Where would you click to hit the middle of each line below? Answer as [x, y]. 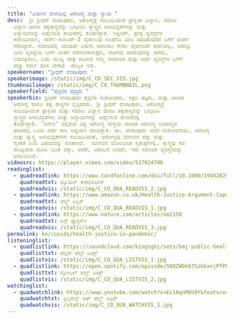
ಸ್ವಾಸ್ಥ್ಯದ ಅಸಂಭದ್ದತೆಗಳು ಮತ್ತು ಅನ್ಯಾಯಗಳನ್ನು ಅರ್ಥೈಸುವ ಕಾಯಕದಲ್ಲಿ [77, 117]
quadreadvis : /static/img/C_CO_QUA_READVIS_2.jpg [93, 189]
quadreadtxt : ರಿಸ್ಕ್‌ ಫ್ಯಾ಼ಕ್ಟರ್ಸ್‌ [53, 221]
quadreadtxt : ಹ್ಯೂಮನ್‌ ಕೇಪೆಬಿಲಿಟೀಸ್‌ [62, 182]
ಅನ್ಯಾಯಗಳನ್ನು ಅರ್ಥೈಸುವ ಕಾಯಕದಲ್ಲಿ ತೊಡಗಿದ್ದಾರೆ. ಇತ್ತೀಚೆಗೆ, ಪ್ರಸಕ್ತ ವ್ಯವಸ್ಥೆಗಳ [88, 33]
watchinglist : [28, 286]
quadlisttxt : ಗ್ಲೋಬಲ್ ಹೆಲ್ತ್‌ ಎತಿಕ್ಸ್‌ [62, 272]
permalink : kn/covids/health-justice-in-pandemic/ [82, 234]
